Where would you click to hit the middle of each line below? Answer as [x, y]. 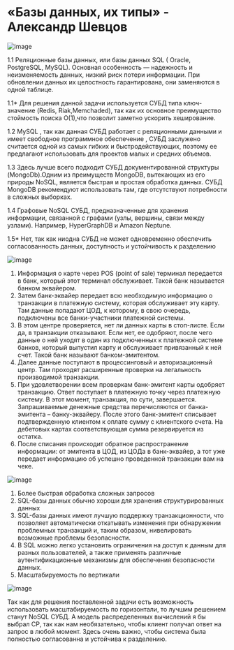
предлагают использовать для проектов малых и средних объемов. [109, 154]
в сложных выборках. [40, 197]
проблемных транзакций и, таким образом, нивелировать [104, 530]
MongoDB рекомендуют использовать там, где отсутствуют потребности [117, 189]
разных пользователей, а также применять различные [99, 552]
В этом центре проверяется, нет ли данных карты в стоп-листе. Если [121, 325]
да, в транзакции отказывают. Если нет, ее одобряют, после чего [115, 332]
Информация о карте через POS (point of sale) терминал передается [120, 273]
